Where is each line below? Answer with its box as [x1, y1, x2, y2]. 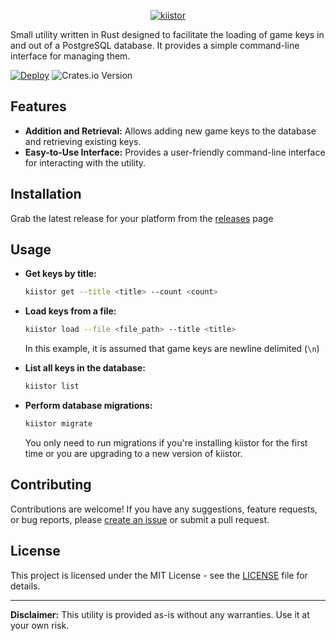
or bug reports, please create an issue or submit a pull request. [10, 513, 270, 525]
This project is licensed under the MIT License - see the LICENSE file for [10, 569, 308, 581]
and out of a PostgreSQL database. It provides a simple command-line [10, 40, 300, 51]
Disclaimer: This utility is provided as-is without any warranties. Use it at [10, 608, 310, 620]
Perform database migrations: [24, 400, 153, 412]
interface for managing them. [10, 50, 131, 62]
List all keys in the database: [24, 362, 146, 374]
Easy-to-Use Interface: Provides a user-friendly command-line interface [24, 146, 326, 158]
